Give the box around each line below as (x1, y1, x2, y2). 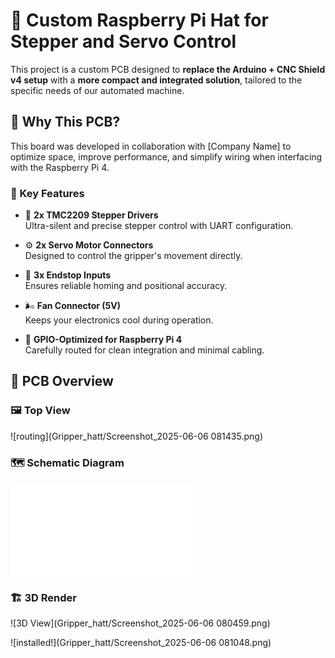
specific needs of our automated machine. (10, 84, 185, 96)
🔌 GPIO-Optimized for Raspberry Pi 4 (24, 334, 183, 346)
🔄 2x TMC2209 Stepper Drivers (24, 209, 159, 221)
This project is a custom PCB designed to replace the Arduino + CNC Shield (10, 63, 326, 75)
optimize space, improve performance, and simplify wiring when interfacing (10, 150, 323, 163)
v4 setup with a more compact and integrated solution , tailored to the (10, 74, 303, 86)
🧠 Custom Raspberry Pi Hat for (10, 9, 269, 32)
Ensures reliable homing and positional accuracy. (24, 280, 228, 292)
